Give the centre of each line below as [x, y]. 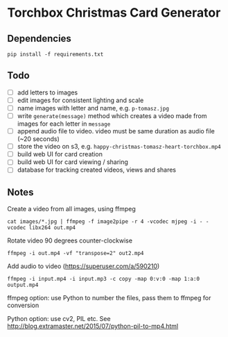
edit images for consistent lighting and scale [80, 100]
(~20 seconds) [38, 139]
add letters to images [47, 92]
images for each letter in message [64, 124]
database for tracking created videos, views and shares [97, 170]
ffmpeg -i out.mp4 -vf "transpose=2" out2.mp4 [76, 254]
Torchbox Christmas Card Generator [114, 13]
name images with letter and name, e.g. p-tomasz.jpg [93, 108]
